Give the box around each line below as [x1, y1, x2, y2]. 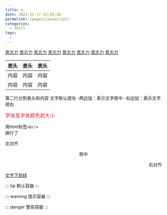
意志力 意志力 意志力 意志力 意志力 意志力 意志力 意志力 [5, 49, 118, 55]
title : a [5, 7, 23, 12]
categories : [5, 21, 30, 26]
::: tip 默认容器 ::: [5, 183, 39, 189]
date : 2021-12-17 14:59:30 [5, 12, 61, 17]
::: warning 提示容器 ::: [5, 193, 51, 199]
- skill [9, 26, 26, 31]
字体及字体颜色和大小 [5, 112, 56, 118]
